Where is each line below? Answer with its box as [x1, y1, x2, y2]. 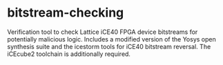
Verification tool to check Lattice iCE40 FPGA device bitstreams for [7, 28, 198, 36]
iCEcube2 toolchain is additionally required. [7, 50, 131, 58]
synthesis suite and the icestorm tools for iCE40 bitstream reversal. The [7, 42, 211, 50]
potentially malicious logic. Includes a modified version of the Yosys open [7, 35, 216, 43]
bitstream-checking [7, 5, 124, 21]
